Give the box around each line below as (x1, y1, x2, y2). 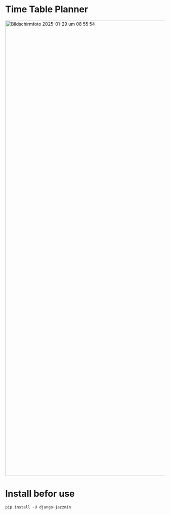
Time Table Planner (5, 4, 89, 15)
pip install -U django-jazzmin (5, 504, 71, 509)
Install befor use (5, 488, 75, 499)
